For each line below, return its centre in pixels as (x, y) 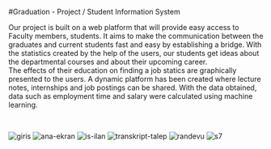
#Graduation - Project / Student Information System (94, 12)
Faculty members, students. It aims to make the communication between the (136, 36)
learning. (23, 105)
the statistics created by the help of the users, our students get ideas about (134, 53)
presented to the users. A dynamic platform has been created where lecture (135, 79)
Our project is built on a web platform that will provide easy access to (124, 27)
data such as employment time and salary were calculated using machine (131, 96)
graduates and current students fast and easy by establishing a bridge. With (135, 45)
